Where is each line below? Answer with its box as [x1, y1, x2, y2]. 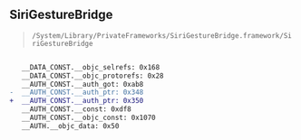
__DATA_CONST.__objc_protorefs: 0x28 [21, 71, 165, 80]
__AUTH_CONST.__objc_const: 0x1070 [21, 113, 156, 123]
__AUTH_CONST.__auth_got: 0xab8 [21, 79, 144, 89]
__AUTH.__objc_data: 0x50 [21, 121, 120, 130]
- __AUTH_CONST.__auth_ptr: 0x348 [9, 88, 144, 98]
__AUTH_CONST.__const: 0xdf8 [21, 105, 131, 114]
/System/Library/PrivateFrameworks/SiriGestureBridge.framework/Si [31, 31, 292, 40]
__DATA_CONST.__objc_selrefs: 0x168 [21, 62, 160, 71]
